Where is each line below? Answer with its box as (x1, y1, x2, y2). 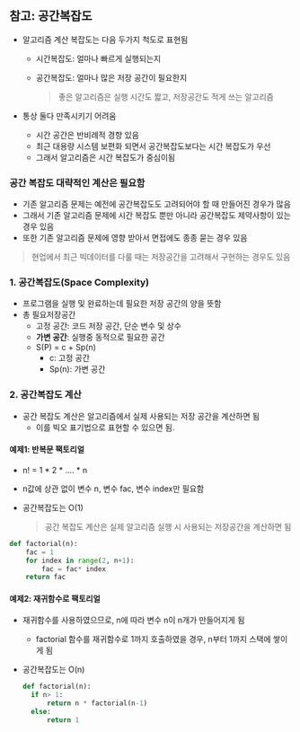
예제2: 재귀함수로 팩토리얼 (9, 593, 101, 604)
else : (31, 708, 51, 717)
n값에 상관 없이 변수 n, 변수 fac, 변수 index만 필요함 (22, 483, 205, 494)
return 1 (46, 715, 80, 725)
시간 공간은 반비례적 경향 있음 (35, 129, 139, 140)
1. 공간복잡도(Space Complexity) (9, 277, 150, 289)
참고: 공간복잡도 (9, 8, 93, 24)
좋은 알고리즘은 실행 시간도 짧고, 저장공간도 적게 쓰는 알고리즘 (57, 91, 274, 101)
